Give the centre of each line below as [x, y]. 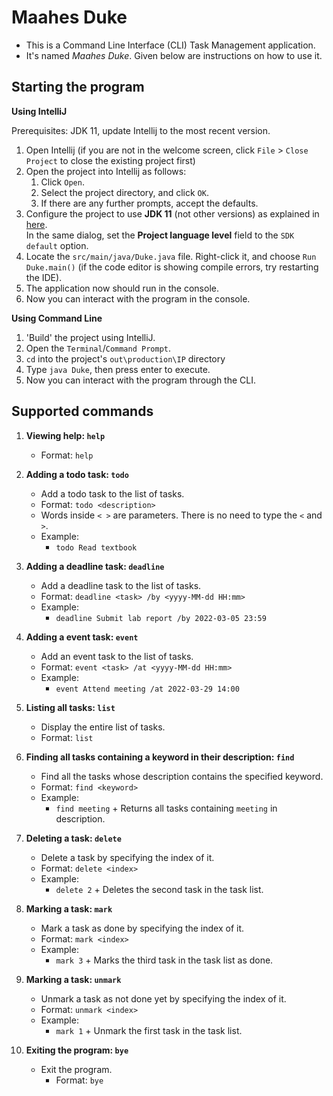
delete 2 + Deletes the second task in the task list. [159, 889]
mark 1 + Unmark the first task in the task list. [149, 1030]
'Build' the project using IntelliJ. [90, 337]
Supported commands [82, 411]
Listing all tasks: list [70, 707]
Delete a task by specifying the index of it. [127, 857]
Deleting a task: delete [73, 838]
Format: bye [79, 1080]
